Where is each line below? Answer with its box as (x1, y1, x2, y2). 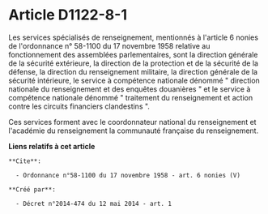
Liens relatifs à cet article (8, 141, 96, 151)
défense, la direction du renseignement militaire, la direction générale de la (8, 66, 257, 76)
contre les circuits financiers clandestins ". (8, 101, 150, 111)
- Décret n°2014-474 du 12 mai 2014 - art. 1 (15, 199, 172, 208)
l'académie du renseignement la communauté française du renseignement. (8, 126, 259, 135)
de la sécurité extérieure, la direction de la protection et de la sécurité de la (8, 58, 259, 68)
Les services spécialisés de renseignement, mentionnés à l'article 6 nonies (8, 32, 259, 42)
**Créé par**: (8, 185, 57, 194)
